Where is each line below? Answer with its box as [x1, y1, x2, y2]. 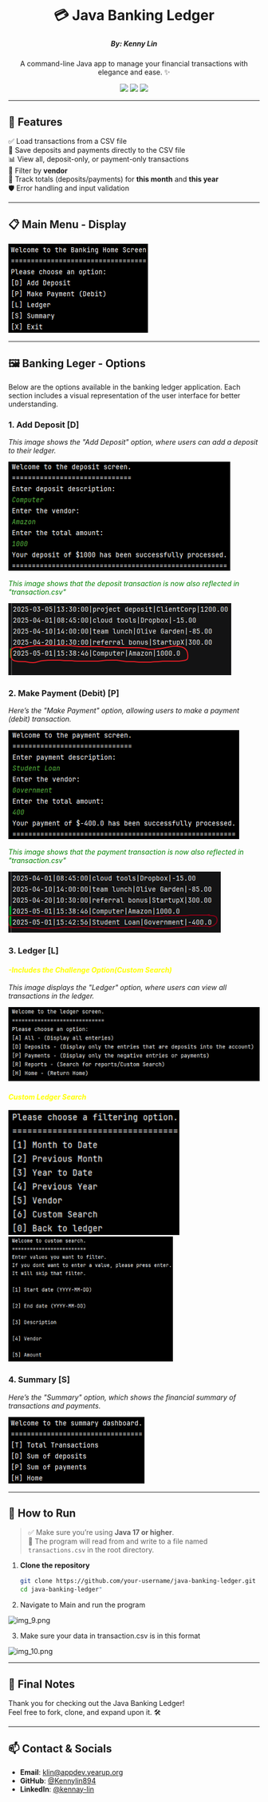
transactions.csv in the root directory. [27, 1545, 154, 1555]
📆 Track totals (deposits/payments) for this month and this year [8, 174, 219, 184]
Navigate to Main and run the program [19, 1600, 146, 1610]
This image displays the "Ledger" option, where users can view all [8, 983, 227, 993]
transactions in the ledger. [8, 991, 95, 1001]
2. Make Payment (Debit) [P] [8, 687, 120, 698]
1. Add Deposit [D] [8, 419, 80, 430]
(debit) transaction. [8, 714, 72, 724]
